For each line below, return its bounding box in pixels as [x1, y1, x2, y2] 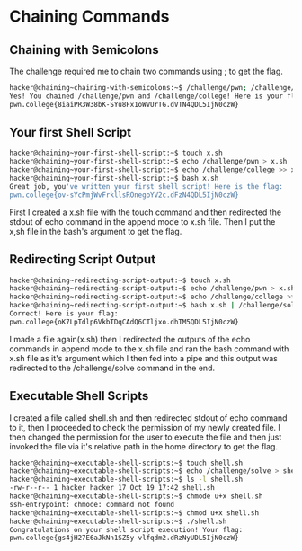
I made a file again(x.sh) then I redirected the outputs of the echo [9, 333, 251, 344]
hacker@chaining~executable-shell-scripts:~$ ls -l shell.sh [9, 475, 244, 484]
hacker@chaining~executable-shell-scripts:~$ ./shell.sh [9, 517, 227, 526]
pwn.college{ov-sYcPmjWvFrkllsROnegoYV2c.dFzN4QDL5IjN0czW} [9, 191, 240, 200]
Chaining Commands [9, 6, 170, 27]
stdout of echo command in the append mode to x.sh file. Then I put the [9, 216, 276, 227]
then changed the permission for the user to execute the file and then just [9, 431, 282, 442]
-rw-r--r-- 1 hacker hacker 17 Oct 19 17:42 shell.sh [9, 484, 216, 493]
